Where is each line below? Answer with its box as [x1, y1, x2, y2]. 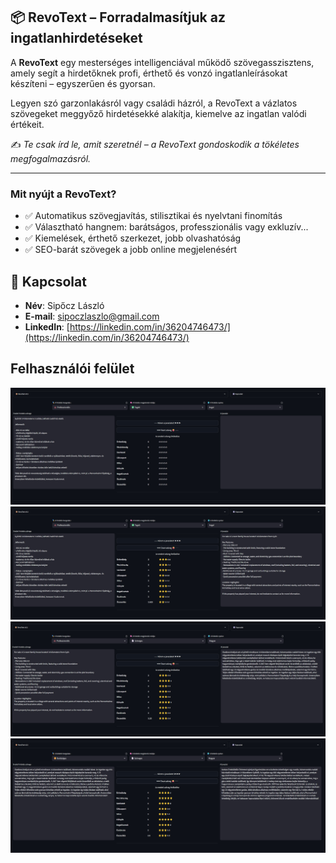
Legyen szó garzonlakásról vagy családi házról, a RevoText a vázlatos [10, 97, 298, 109]
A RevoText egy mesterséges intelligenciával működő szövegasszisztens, [10, 56, 315, 68]
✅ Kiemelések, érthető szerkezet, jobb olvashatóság [24, 232, 242, 244]
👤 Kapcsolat [10, 273, 87, 290]
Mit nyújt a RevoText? [10, 187, 117, 201]
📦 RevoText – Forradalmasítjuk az [10, 9, 226, 26]
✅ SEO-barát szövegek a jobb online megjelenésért [24, 244, 238, 256]
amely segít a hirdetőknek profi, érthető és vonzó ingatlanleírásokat [10, 67, 288, 79]
